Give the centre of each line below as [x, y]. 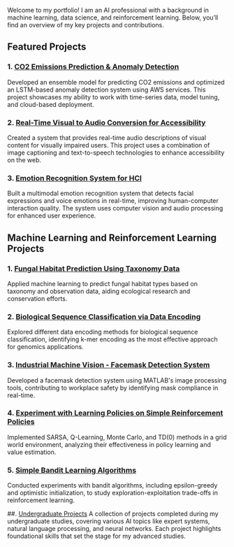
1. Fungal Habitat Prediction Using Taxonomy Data [94, 269]
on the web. [24, 159]
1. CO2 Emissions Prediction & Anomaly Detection [93, 67]
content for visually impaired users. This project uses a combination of [109, 145]
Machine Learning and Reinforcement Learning [112, 237]
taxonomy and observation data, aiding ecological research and [99, 291]
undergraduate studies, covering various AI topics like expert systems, [109, 521]
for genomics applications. [45, 347]
